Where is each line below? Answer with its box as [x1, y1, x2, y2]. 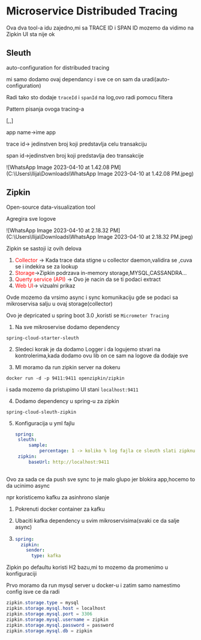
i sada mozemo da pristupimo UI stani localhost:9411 [6, 386, 139, 393]
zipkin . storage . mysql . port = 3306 [6, 611, 93, 617]
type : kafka [31, 553, 61, 559]
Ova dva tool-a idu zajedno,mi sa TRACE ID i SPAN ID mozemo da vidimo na [6, 24, 194, 31]
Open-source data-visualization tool [6, 203, 96, 211]
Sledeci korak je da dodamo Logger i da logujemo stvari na [14, 345, 161, 352]
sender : [26, 547, 45, 553]
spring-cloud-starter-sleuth [6, 335, 79, 341]
